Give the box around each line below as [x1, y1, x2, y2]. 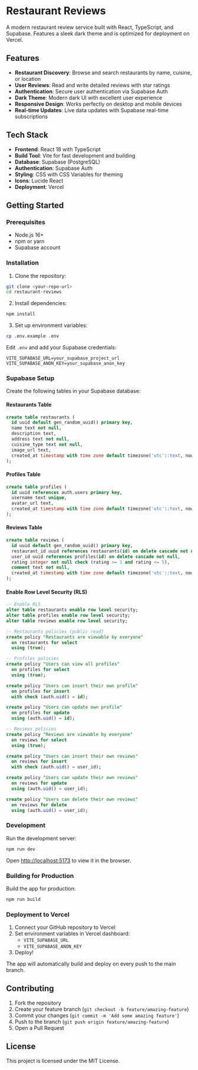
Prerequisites [6, 218, 45, 226]
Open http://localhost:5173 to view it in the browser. [6, 857, 131, 864]
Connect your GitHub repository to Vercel [14, 924, 116, 931]
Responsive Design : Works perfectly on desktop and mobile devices [14, 100, 182, 107]
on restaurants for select [11, 639, 78, 646]
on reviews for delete [11, 801, 67, 808]
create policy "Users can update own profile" [6, 704, 123, 711]
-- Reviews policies [6, 726, 57, 732]
